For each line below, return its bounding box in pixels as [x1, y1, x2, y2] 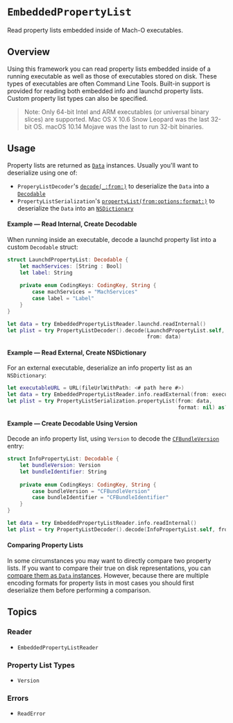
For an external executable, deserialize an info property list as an [7, 364, 193, 372]
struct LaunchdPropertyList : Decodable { [7, 256, 129, 263]
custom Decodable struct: [7, 243, 78, 251]
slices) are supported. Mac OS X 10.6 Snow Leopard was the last [24, 115, 209, 123]
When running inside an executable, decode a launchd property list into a [7, 235, 217, 243]
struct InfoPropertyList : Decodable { [7, 455, 119, 462]
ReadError [17, 710, 46, 717]
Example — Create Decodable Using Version [7, 419, 137, 428]
